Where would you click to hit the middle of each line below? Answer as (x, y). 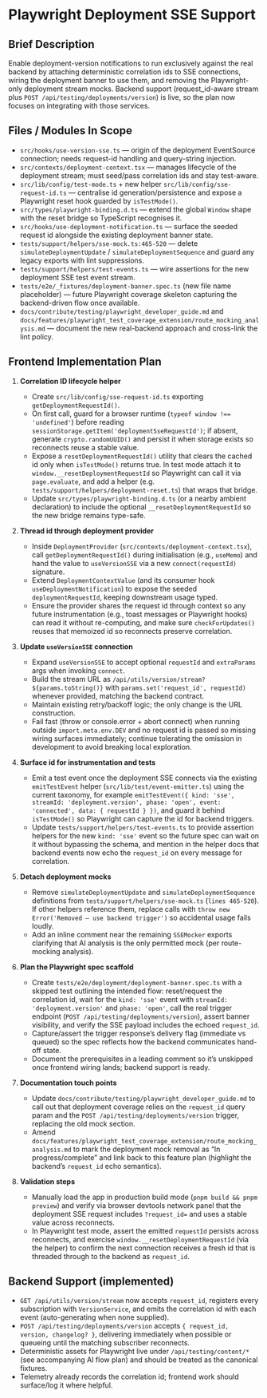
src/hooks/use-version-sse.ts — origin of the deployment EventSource (137, 150)
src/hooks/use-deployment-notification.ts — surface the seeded (129, 226)
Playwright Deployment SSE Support (132, 15)
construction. (53, 713)
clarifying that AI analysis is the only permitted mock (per (126, 943)
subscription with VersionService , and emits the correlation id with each (138, 1309)
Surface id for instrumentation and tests (88, 762)
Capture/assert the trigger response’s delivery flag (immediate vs (139, 1033)
